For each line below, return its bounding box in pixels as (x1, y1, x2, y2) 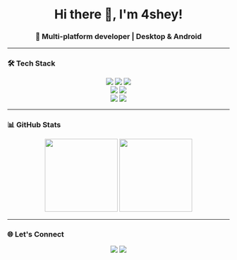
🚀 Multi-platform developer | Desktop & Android (35, 32, 202, 42)
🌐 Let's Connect (7, 230, 65, 239)
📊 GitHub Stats (7, 119, 61, 129)
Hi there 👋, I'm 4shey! (54, 6, 183, 23)
